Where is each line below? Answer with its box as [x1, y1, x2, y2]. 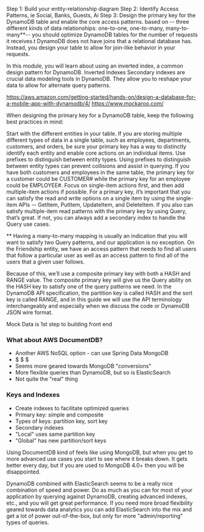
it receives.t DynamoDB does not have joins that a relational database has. [6, 38, 193, 44]
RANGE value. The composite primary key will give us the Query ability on [6, 276, 192, 284]
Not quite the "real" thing [15, 376, 78, 383]
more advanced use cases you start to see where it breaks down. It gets [6, 455, 188, 462]
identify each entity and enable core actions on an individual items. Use [6, 149, 186, 156]
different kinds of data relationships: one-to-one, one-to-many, [6, 24, 164, 32]
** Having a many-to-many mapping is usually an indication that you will [6, 233, 188, 239]
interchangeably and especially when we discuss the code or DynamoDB [6, 303, 190, 309]
